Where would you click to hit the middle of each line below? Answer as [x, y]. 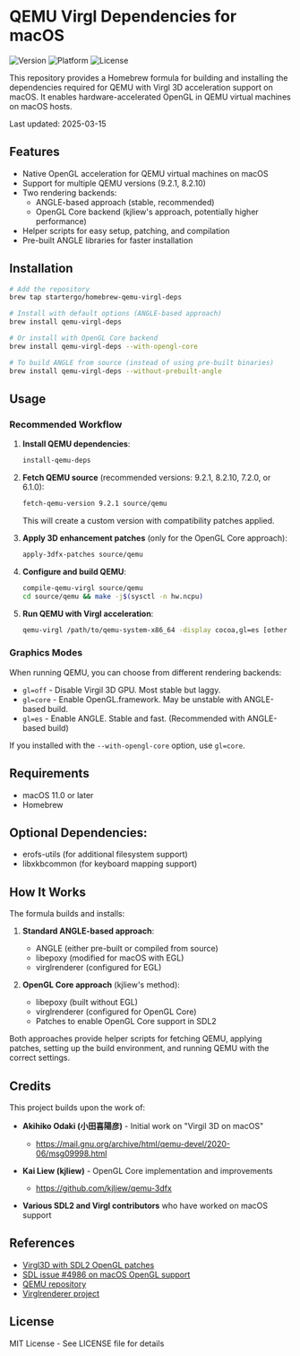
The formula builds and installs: [67, 914]
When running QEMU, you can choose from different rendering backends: [146, 672]
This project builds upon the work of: [77, 1108]
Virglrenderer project [61, 1293]
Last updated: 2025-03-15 [58, 124]
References [42, 1243]
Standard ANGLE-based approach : [88, 931]
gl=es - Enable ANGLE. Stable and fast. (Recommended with [133, 718]
